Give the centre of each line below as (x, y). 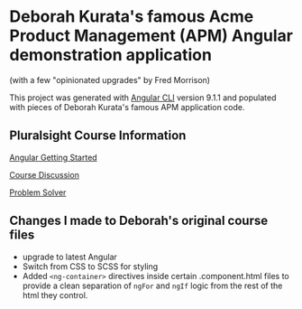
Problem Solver (38, 192)
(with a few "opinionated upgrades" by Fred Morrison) (110, 80)
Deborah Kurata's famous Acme (132, 17)
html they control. (55, 295)
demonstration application (110, 55)
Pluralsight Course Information (98, 136)
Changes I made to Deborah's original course (139, 221)
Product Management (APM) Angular (151, 36)
